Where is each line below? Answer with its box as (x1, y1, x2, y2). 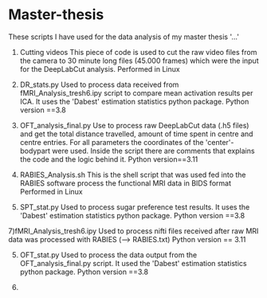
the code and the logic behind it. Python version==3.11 (19, 154, 198, 164)
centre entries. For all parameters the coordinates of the (19, 137, 204, 147)
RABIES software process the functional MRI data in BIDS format (19, 178, 231, 188)
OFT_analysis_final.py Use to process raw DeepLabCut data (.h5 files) (19, 120, 249, 130)
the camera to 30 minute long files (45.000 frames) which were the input (19, 56, 259, 65)
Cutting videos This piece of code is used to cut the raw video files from (19, 47, 257, 57)
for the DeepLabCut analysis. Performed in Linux (19, 64, 181, 73)
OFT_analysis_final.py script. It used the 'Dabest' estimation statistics (19, 258, 247, 268)
